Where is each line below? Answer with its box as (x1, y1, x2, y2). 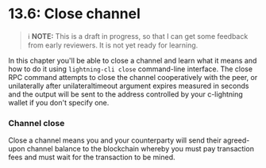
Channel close (8, 117, 65, 128)
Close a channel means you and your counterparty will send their (8, 136, 222, 145)
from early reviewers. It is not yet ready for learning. (27, 40, 199, 50)
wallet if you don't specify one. (8, 97, 110, 107)
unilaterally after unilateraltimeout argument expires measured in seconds (8, 81, 249, 90)
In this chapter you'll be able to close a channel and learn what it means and (8, 55, 257, 65)
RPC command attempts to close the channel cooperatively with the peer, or (8, 72, 258, 82)
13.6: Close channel (8, 5, 141, 23)
